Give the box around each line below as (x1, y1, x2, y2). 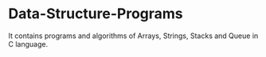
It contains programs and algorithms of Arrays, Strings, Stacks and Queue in (8, 31, 259, 40)
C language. (8, 39, 49, 48)
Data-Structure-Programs (8, 5, 183, 23)
